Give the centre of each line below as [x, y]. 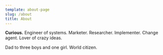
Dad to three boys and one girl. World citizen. [51, 48]
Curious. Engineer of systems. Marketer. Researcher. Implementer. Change [82, 33]
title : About [19, 19]
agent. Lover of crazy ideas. [34, 38]
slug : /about [19, 14]
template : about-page [27, 10]
